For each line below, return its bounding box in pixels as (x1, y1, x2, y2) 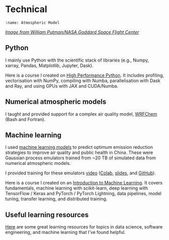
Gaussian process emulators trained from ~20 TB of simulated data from (5, 155, 156, 161)
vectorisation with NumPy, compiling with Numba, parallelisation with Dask (5, 77, 160, 84)
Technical (5, 4, 47, 15)
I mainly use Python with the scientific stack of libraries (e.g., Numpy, (5, 57, 149, 63)
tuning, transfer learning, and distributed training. (5, 196, 107, 202)
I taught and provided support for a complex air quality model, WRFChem (5, 111, 157, 117)
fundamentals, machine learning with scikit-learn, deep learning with (5, 185, 148, 191)
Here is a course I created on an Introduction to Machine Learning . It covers (5, 180, 163, 186)
